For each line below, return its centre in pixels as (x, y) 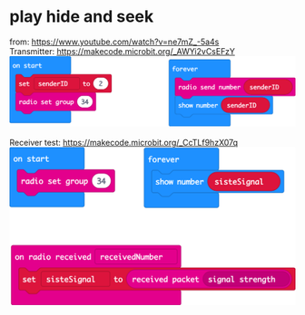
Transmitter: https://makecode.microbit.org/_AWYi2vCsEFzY (123, 51)
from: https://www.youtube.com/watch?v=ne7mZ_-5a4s (114, 42)
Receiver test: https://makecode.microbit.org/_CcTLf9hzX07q (124, 143)
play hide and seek (82, 17)
